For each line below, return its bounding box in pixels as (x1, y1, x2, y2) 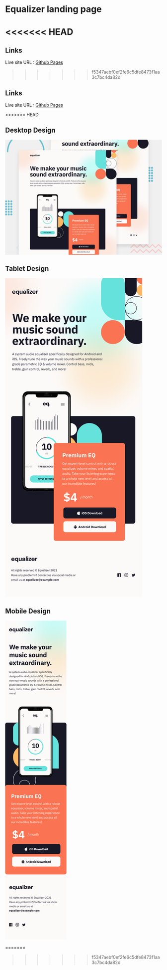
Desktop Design (5, 126, 56, 135)
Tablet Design (5, 264, 49, 273)
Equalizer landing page (5, 3, 102, 15)
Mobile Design (5, 607, 51, 615)
